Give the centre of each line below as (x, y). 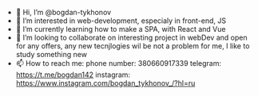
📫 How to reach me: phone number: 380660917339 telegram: (119, 63)
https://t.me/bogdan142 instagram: (73, 75)
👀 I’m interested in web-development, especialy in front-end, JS (121, 21)
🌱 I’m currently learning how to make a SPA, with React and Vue (121, 29)
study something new (52, 54)
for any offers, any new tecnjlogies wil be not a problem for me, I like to (133, 46)
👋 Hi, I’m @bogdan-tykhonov (64, 12)
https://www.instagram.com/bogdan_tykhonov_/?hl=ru (105, 83)
